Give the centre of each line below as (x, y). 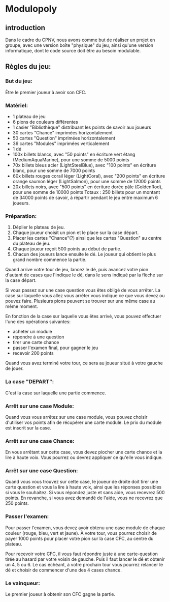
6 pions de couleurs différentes (45, 122)
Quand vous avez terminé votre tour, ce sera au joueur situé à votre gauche (84, 363)
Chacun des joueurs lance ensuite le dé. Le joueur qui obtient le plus (84, 254)
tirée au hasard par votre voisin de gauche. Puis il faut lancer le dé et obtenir (85, 559)
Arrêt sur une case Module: (40, 406)
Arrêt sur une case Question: (42, 471)
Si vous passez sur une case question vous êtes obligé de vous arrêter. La (83, 290)
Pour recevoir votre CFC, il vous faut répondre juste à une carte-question (82, 554)
